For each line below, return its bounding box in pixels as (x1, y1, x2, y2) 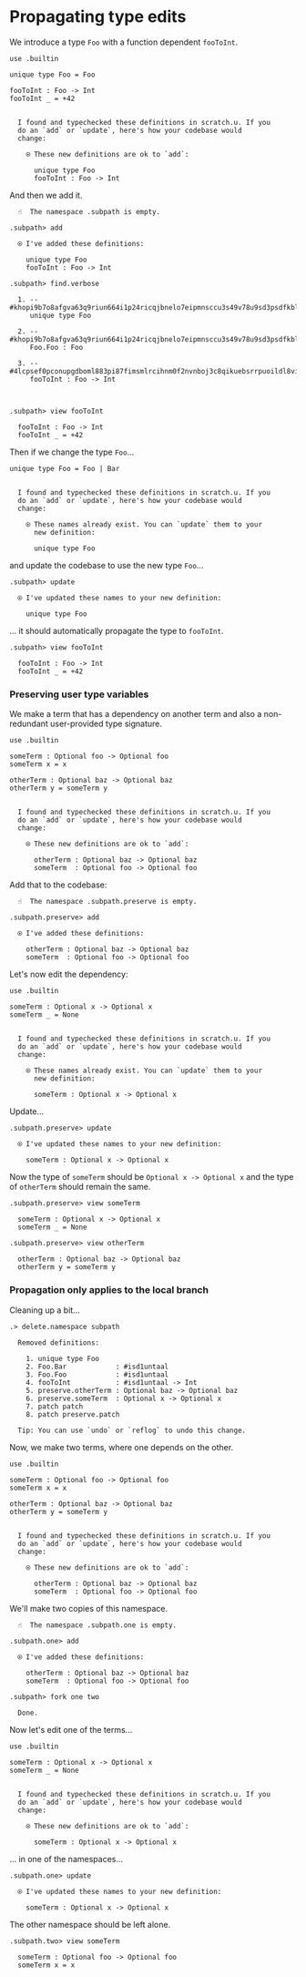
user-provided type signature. (49, 718, 162, 730)
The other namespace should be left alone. (9, 1919, 171, 1930)
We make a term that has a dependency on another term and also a (9, 709, 262, 720)
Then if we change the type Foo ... (9, 446, 135, 457)
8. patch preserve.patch (25, 1409, 120, 1419)
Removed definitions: (17, 1337, 100, 1347)
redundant (9, 718, 48, 730)
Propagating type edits (9, 6, 187, 27)
